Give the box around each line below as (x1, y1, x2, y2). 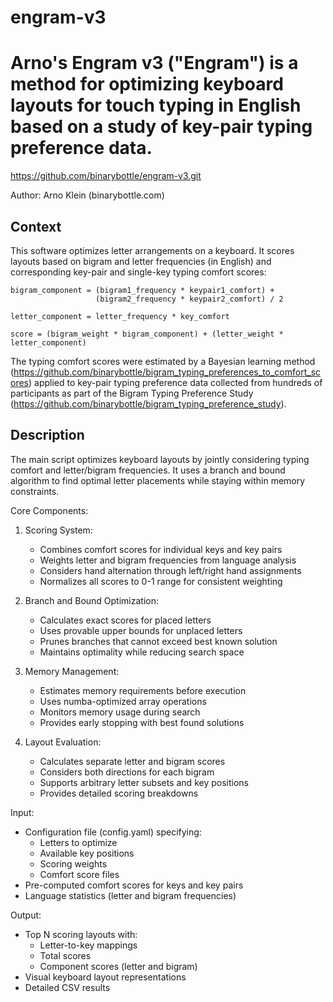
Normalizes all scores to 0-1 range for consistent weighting (39, 575, 283, 587)
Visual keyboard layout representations (24, 971, 187, 983)
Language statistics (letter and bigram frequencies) (24, 889, 237, 901)
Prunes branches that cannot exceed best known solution (39, 635, 278, 647)
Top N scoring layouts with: (24, 928, 138, 940)
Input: (10, 806, 35, 818)
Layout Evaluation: (24, 736, 102, 748)
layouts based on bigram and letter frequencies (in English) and (10, 255, 272, 267)
